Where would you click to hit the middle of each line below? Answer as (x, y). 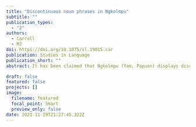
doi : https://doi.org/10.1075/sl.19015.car (60, 50)
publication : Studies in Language (48, 55)
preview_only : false (36, 109)
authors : (17, 33)
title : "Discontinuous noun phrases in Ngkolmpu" (68, 11)
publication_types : (30, 22)
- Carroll (23, 39)
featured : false (26, 82)
